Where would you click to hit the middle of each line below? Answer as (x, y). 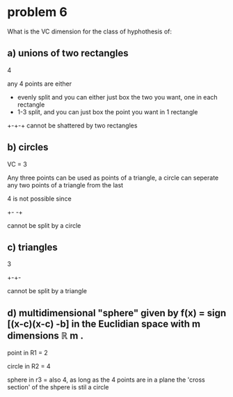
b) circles (28, 147)
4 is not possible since (39, 198)
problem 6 (37, 12)
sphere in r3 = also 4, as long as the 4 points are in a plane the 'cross (106, 380)
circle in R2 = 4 (29, 366)
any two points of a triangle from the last (65, 185)
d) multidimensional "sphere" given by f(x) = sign (117, 313)
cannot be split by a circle (44, 225)
